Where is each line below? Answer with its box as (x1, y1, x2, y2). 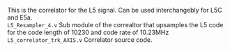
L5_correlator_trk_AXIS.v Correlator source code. (7, 36, 153, 44)
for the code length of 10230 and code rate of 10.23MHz (7, 28, 169, 36)
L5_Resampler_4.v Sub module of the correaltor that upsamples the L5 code (7, 21, 224, 29)
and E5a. (7, 13, 33, 22)
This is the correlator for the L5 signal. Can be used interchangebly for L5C (7, 6, 222, 14)
